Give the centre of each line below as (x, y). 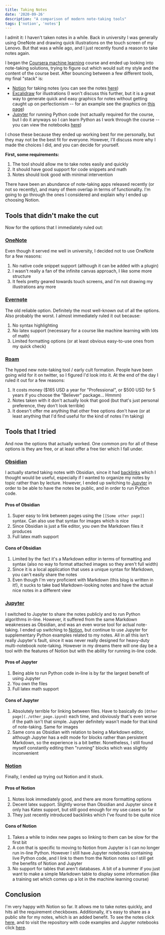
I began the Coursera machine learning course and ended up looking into (79, 63)
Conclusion (23, 895)
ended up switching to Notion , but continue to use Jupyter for (85, 630)
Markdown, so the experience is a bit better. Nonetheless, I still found (82, 743)
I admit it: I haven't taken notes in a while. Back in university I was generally (82, 38)
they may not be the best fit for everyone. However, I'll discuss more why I (81, 140)
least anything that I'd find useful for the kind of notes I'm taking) (78, 416)
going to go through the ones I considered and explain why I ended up (76, 195)
